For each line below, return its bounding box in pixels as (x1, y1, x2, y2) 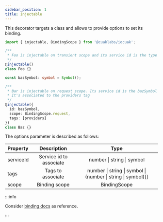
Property (7, 145, 29, 152)
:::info (5, 194, 16, 200)
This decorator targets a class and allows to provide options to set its (5, 25, 143, 31)
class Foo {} (5, 66, 32, 71)
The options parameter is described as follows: (5, 133, 99, 139)
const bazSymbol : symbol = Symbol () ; (5, 75, 81, 80)
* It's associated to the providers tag (7, 93, 90, 98)
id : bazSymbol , (9, 107, 40, 111)
